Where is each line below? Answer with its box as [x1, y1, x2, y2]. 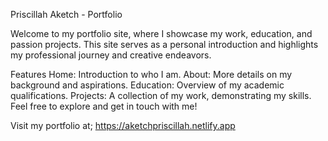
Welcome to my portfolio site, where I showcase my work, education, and [10, 28, 313, 39]
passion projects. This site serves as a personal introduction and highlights [10, 39, 319, 50]
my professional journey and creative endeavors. [10, 49, 212, 61]
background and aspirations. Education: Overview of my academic [10, 79, 285, 91]
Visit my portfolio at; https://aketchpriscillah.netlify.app [10, 120, 236, 131]
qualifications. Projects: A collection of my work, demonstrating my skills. [10, 90, 312, 101]
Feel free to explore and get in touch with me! [10, 100, 198, 112]
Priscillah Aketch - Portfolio [10, 9, 123, 20]
